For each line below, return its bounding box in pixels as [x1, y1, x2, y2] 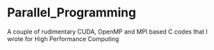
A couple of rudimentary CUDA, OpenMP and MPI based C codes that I [7, 27, 208, 36]
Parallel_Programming [7, 5, 136, 21]
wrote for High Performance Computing [7, 34, 119, 42]
